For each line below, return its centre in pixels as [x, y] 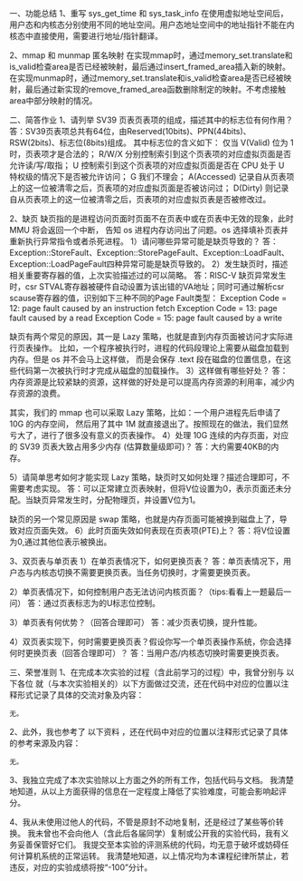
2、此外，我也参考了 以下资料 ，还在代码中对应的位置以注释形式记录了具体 [149, 732]
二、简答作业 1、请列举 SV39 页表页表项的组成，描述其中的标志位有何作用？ [151, 120]
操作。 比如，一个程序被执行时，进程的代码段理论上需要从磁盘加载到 [161, 348]
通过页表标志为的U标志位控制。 [102, 603]
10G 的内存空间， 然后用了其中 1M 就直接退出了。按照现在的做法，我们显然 [149, 424]
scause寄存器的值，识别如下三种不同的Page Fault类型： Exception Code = [148, 298]
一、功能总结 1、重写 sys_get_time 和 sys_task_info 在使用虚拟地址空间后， [149, 13]
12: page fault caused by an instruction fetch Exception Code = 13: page [143, 308]
